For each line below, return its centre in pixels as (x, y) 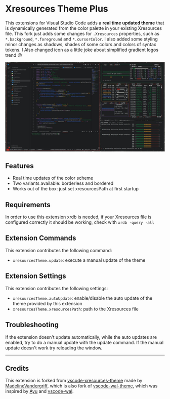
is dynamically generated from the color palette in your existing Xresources (84, 28)
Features (19, 166)
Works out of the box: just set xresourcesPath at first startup (76, 189)
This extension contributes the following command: (59, 250)
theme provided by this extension (47, 303)
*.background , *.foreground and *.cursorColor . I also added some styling (81, 39)
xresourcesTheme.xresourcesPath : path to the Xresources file (76, 309)
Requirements (28, 205)
